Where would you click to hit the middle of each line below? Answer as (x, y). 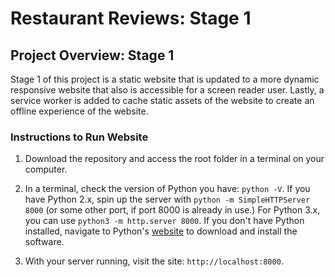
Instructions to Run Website (79, 137)
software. (44, 242)
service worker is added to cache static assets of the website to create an (162, 100)
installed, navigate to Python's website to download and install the (161, 231)
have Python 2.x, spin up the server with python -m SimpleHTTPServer (167, 199)
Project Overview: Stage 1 (92, 55)
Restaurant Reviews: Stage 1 (131, 18)
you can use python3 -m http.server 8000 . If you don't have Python (164, 221)
